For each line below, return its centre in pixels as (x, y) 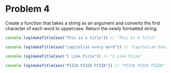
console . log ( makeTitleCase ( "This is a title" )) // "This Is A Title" (81, 38)
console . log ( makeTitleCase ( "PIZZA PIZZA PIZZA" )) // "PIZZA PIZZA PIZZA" (85, 65)
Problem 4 (27, 9)
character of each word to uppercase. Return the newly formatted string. (81, 28)
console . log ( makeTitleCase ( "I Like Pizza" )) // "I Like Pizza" (74, 56)
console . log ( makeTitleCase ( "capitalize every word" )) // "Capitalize (81, 47)
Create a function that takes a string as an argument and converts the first (83, 23)
